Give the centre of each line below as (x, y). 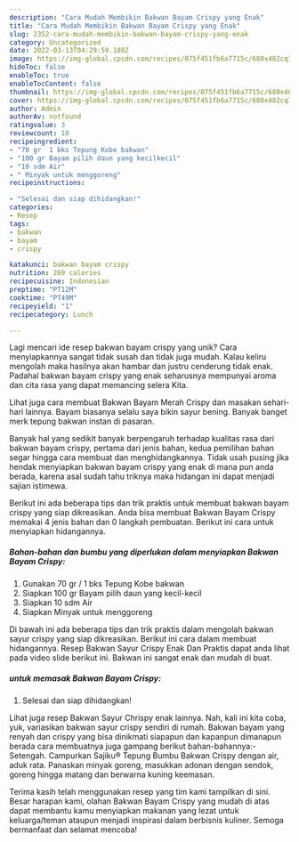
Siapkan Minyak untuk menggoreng (87, 612)
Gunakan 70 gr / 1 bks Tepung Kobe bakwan (103, 584)
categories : (31, 207)
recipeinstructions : (48, 183)
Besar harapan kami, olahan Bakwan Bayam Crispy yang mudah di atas (139, 801)
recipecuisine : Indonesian (59, 281)
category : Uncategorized (55, 42)
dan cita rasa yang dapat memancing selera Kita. (99, 385)
